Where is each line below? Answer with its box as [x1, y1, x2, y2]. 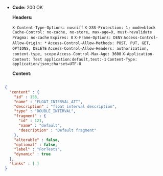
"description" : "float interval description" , [14, 104, 117, 109]
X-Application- [122, 51, 155, 56]
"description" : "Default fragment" [18, 128, 97, 133]
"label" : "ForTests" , [14, 147, 62, 152]
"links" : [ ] [9, 161, 39, 166]
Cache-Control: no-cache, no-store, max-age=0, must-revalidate [12, 30, 152, 35]
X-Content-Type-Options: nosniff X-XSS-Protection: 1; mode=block [12, 25, 156, 30]
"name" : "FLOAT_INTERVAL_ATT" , [14, 99, 83, 104]
